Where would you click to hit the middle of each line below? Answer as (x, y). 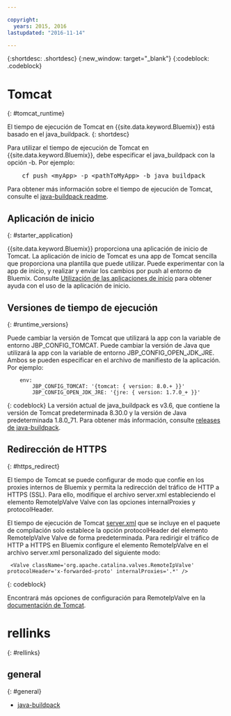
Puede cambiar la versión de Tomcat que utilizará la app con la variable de (114, 338)
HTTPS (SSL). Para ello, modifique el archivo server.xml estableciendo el (111, 495)
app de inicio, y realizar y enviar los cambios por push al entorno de (104, 271)
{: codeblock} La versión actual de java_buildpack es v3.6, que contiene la (114, 405)
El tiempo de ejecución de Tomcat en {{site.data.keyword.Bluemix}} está (111, 127)
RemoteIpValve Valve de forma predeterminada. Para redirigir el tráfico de (113, 538)
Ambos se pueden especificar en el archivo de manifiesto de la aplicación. (114, 360)
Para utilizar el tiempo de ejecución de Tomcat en (78, 148)
